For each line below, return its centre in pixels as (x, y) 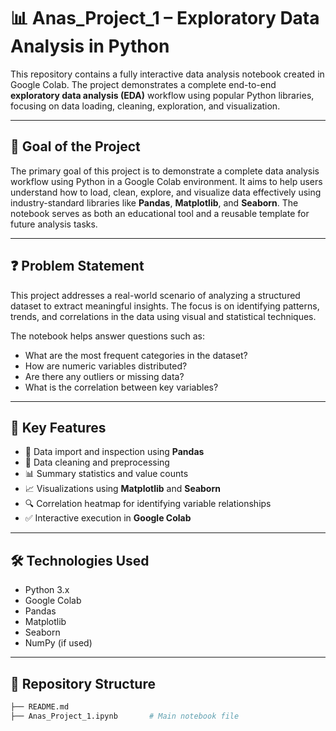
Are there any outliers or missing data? (104, 376)
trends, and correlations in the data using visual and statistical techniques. (163, 316)
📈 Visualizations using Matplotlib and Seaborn (122, 489)
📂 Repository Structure (83, 683)
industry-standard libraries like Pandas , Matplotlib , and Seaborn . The (154, 202)
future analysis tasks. (54, 224)
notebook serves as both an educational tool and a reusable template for (160, 213)
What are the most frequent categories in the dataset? (136, 355)
